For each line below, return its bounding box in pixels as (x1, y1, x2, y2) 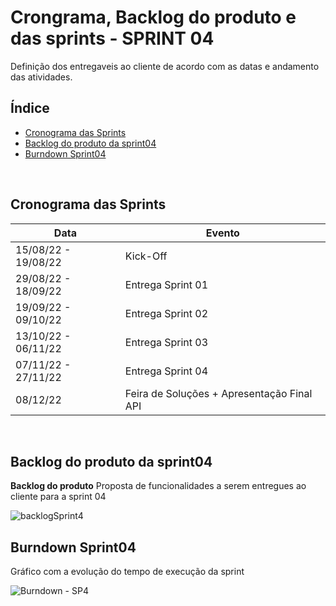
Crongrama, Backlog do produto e (10, 6, 297, 29)
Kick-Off (124, 249, 168, 263)
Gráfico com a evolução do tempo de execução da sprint (10, 566, 245, 578)
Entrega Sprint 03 (124, 335, 209, 349)
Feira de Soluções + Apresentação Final (124, 386, 313, 400)
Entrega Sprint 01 (124, 277, 209, 291)
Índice (10, 100, 50, 117)
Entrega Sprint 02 (124, 306, 209, 320)
